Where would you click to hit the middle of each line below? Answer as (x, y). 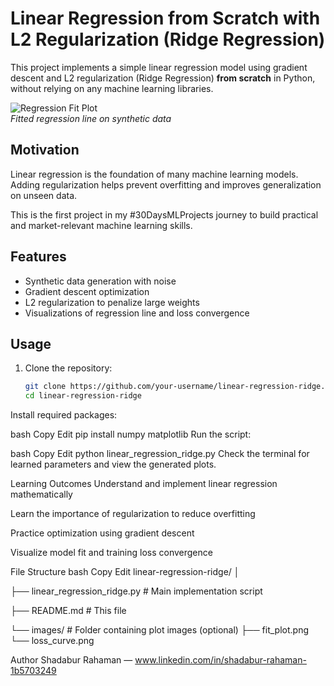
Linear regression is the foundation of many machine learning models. (154, 174)
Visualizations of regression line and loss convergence (137, 313)
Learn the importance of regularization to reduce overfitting (133, 514)
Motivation (45, 150)
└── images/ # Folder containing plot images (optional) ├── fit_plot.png (160, 630)
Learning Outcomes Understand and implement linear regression (144, 484)
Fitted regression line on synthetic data (91, 118)
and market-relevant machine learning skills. (101, 225)
